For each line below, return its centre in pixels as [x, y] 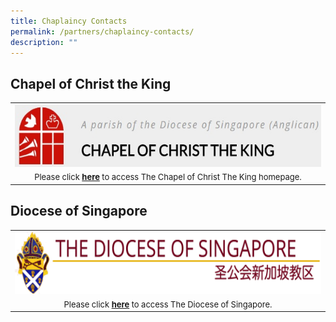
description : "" [44, 42]
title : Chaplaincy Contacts [69, 21]
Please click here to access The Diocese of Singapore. [168, 304]
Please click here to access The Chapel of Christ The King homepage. [168, 177]
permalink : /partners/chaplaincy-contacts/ [102, 31]
